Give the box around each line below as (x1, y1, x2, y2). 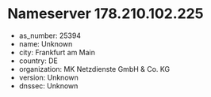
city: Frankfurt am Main (18, 47, 96, 57)
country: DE (18, 56, 59, 65)
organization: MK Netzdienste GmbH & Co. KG (18, 64, 171, 73)
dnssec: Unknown (18, 80, 79, 91)
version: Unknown (18, 73, 79, 82)
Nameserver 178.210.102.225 (7, 5, 204, 23)
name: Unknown (18, 39, 73, 48)
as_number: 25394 (18, 31, 81, 40)
